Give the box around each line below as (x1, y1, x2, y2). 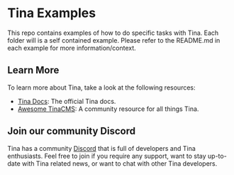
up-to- (208, 152, 227, 160)
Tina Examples (7, 5, 96, 21)
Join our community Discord (7, 125, 136, 137)
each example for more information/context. (7, 43, 136, 52)
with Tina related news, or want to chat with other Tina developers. (21, 159, 218, 168)
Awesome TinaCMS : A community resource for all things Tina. (17, 105, 199, 113)
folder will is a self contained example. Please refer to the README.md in (7, 36, 221, 44)
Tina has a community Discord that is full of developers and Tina (7, 144, 196, 152)
